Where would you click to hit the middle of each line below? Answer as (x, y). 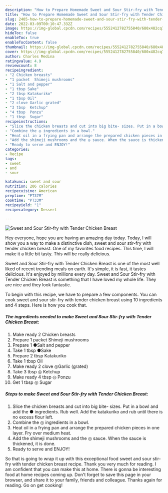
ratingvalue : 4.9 (23, 61)
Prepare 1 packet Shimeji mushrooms (50, 340)
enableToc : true (22, 38)
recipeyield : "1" (23, 205)
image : (12, 29)
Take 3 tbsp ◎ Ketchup (36, 372)
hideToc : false (21, 33)
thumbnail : (16, 47)
